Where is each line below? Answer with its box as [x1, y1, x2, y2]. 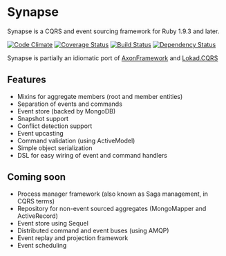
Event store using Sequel [17, 219, 88, 227]
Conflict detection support [17, 122, 93, 130]
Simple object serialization [17, 143, 93, 152]
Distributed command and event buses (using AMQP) [17, 226, 169, 235]
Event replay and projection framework [17, 233, 129, 242]
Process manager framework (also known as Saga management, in [17, 190, 209, 198]
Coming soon [7, 171, 66, 183]
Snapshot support [17, 114, 69, 122]
